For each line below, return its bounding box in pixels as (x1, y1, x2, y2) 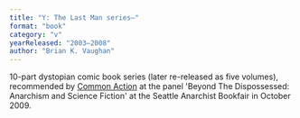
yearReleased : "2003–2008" (9, 38, 111, 48)
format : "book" (9, 22, 67, 31)
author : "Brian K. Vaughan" (9, 47, 116, 56)
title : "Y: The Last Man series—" (9, 13, 140, 23)
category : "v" (9, 30, 63, 39)
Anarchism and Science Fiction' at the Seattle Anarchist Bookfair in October (9, 91, 291, 102)
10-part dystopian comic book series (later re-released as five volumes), (9, 71, 278, 82)
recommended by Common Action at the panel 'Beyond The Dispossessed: (9, 81, 290, 92)
